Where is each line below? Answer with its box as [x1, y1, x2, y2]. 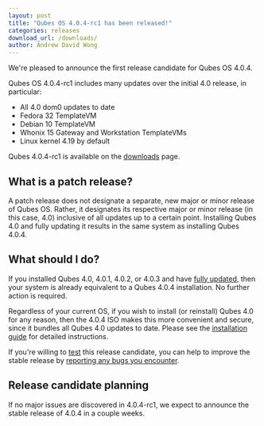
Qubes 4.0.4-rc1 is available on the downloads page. [8, 152, 181, 162]
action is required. [8, 291, 68, 300]
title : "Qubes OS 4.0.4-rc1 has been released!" [8, 19, 173, 27]
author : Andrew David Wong [8, 41, 98, 49]
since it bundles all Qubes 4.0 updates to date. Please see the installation [8, 323, 248, 333]
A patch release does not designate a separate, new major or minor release [8, 196, 255, 205]
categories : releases [8, 26, 80, 34]
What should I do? [8, 252, 100, 267]
